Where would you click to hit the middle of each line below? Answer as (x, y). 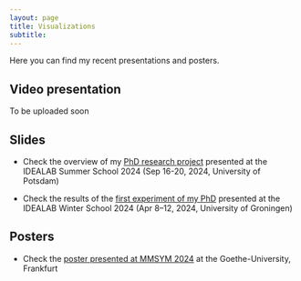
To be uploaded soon (49, 111)
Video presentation (65, 89)
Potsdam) (41, 181)
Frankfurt (40, 268)
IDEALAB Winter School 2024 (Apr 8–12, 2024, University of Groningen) (158, 208)
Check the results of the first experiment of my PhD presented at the (151, 198)
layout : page (34, 18)
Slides (27, 140)
